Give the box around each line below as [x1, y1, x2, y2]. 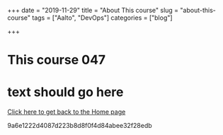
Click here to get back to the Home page [7, 107, 126, 116]
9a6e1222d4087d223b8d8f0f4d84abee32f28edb [7, 122, 152, 130]
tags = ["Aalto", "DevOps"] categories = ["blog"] [31, 13, 173, 22]
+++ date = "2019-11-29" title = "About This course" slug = [7, 6, 179, 14]
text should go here [7, 84, 124, 100]
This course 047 [7, 52, 106, 68]
